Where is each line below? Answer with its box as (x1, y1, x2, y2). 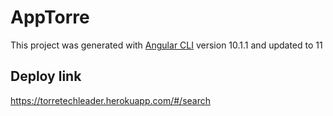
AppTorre (10, 6, 90, 29)
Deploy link (10, 68, 82, 85)
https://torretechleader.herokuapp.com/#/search (10, 94, 211, 106)
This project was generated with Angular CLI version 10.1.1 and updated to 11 (10, 39, 323, 51)
